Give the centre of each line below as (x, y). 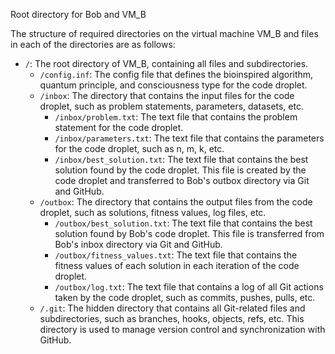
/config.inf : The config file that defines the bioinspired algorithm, (176, 74)
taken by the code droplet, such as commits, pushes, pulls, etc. (185, 297)
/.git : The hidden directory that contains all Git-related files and (172, 308)
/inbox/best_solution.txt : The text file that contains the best (181, 159)
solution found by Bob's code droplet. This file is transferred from (189, 233)
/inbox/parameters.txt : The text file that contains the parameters (189, 138)
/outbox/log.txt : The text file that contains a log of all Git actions (189, 287)
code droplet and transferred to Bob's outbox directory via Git (182, 180)
